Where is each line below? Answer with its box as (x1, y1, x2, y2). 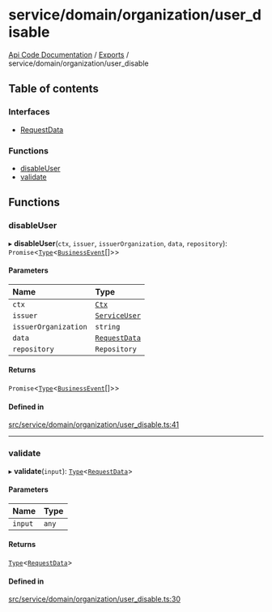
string (95, 322, 121, 331)
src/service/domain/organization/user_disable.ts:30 (8, 594, 181, 604)
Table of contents (8, 82, 99, 96)
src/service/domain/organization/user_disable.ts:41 (8, 420, 180, 429)
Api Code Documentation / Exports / (8, 50, 130, 59)
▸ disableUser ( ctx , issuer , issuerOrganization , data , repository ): (8, 238, 228, 248)
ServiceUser (95, 311, 142, 320)
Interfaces (8, 106, 50, 118)
